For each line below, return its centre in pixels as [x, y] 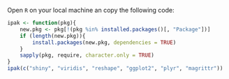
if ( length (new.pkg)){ [53, 36]
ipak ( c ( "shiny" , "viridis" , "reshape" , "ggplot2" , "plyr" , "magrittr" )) [115, 69]
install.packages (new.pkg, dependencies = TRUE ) [104, 42]
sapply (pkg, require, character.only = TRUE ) [87, 55]
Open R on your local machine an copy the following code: [91, 10]
